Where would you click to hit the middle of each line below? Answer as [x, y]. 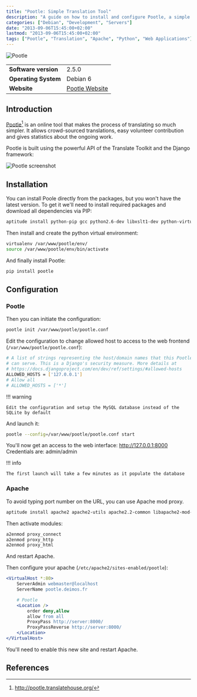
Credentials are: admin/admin [42, 452]
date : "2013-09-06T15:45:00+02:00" [50, 28]
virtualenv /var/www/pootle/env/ [47, 244]
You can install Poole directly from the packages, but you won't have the [94, 199]
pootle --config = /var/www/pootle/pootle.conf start [70, 434]
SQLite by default [28, 413]
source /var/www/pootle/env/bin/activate [57, 249]
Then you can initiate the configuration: [54, 319]
